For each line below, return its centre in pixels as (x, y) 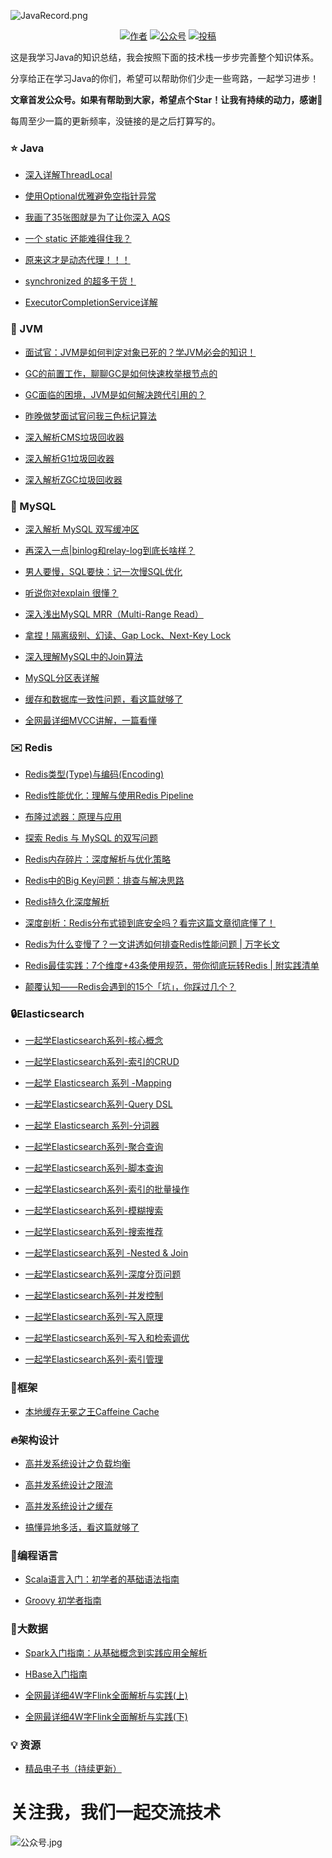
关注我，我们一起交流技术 (116, 1812)
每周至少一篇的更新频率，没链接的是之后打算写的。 (115, 121)
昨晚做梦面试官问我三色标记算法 (90, 416)
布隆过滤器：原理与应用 (73, 817)
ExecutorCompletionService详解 (91, 302)
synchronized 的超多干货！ (80, 281)
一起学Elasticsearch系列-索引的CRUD (102, 1062)
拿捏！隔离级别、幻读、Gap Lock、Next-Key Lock (128, 635)
